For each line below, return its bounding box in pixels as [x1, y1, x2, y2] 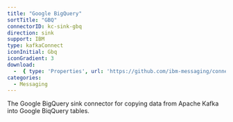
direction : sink [7, 29, 54, 37]
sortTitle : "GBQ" [7, 17, 58, 23]
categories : [7, 74, 42, 81]
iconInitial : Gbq [7, 49, 58, 56]
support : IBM [7, 36, 45, 43]
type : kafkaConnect [7, 42, 64, 49]
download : [7, 61, 36, 68]
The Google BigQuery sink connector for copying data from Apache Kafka [7, 99, 219, 108]
